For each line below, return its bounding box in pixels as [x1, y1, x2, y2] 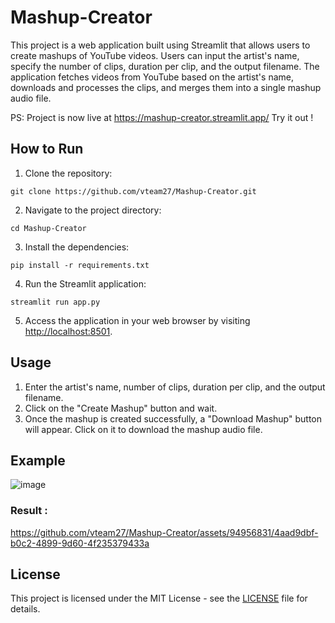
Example [10, 452, 66, 469]
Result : [10, 504, 48, 518]
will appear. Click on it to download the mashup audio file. [24, 423, 263, 435]
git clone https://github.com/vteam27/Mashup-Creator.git [10, 186, 257, 196]
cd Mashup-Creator [10, 223, 87, 233]
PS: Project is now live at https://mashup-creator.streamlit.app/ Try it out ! [10, 111, 314, 123]
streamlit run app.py [10, 297, 101, 307]
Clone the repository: [24, 167, 113, 179]
